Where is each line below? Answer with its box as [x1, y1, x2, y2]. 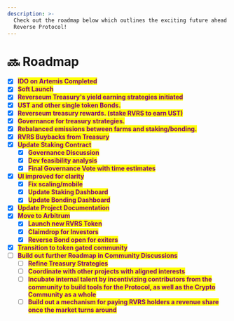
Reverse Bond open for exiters [27, 235, 118, 244]
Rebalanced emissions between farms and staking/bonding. [17, 124, 198, 133]
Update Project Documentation [17, 204, 110, 212]
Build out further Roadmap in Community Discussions [17, 251, 178, 259]
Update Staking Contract [17, 140, 92, 149]
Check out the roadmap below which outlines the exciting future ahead [13, 17, 228, 24]
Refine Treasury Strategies [27, 259, 109, 267]
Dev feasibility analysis [27, 156, 98, 165]
